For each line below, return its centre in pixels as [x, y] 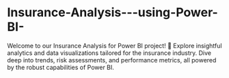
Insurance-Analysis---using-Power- [113, 13]
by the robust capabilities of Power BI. [61, 67]
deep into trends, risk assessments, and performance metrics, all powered [112, 60]
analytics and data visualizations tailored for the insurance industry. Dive [109, 53]
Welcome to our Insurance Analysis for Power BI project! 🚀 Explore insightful [114, 45]
